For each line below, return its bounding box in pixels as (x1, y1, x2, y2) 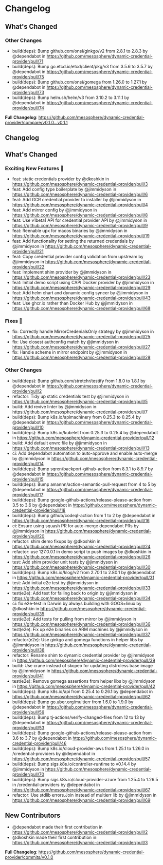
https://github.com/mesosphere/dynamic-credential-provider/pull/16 (12, 518, 150, 523)
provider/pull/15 (12, 476, 44, 482)
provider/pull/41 (12, 673, 44, 679)
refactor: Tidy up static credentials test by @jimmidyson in (12, 393, 129, 399)
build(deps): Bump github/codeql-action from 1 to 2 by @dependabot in (12, 512, 156, 518)
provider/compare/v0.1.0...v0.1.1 (5, 119, 68, 125)
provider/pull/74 (12, 105, 45, 111)
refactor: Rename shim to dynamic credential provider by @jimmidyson (12, 652, 155, 658)
